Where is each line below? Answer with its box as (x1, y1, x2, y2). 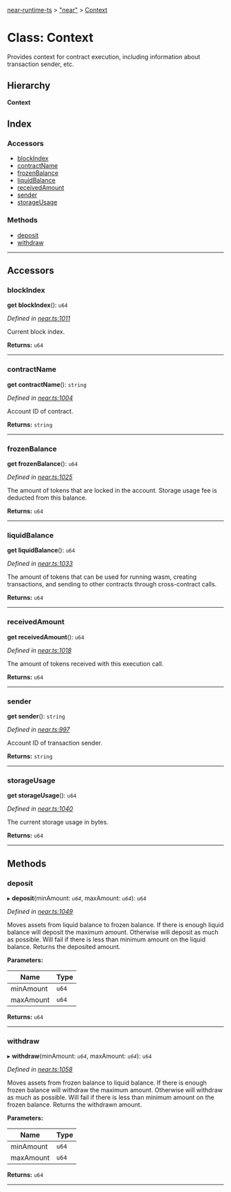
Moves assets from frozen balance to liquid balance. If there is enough (7, 1078, 207, 1087)
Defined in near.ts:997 (7, 725, 70, 734)
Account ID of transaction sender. (7, 738, 103, 747)
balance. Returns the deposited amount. (7, 942, 121, 950)
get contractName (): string (7, 380, 87, 388)
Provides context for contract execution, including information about (7, 52, 201, 61)
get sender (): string (7, 712, 65, 720)
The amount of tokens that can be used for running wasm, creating (7, 573, 197, 581)
